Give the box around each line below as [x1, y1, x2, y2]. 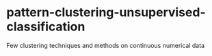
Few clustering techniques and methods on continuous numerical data [6, 41, 205, 49]
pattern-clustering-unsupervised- [6, 5, 206, 20]
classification [6, 19, 85, 34]
